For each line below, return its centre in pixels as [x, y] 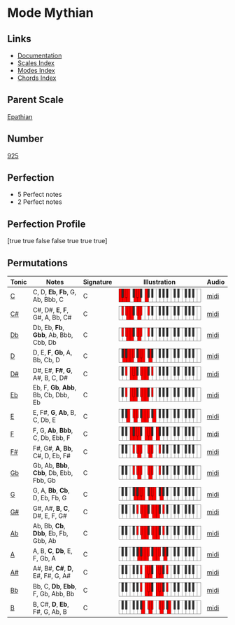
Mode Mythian [50, 13]
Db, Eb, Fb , [49, 328]
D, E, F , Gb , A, [52, 352]
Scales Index [36, 63]
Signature [98, 282]
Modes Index [36, 70]
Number [26, 139]
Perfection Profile [47, 224]
